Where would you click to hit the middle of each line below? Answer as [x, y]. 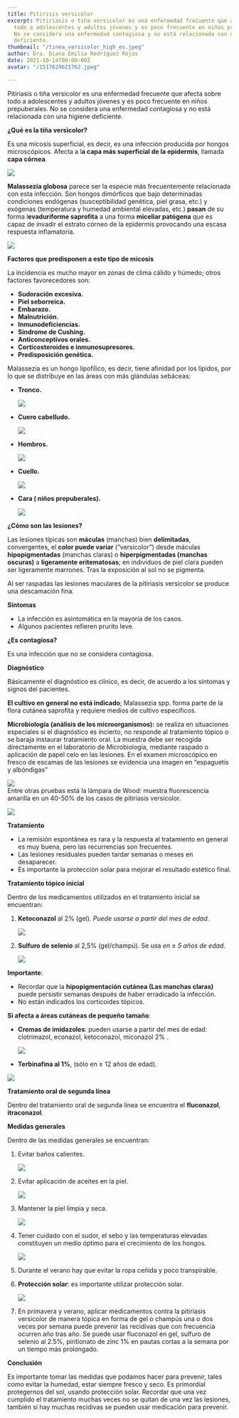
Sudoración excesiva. [51, 294]
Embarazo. [34, 309]
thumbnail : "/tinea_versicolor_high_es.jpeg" [76, 47]
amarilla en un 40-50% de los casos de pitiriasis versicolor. [94, 798]
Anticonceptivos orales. [54, 339]
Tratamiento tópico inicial [46, 883]
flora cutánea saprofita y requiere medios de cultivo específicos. [102, 710]
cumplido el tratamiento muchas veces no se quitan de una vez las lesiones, [119, 1399]
